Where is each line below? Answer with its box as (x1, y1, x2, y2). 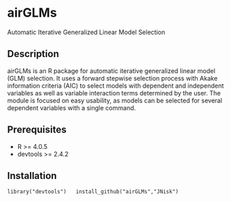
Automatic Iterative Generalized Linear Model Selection (7, 28, 166, 36)
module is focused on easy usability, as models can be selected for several (7, 96, 223, 104)
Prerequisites (7, 124, 67, 136)
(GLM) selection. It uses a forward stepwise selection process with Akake (7, 74, 218, 82)
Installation (7, 169, 57, 182)
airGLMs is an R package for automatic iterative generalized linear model (7, 66, 216, 75)
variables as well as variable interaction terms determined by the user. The (7, 88, 221, 97)
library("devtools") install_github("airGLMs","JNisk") (7, 188, 179, 196)
